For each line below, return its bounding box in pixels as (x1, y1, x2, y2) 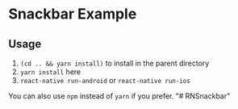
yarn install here (19, 67, 81, 77)
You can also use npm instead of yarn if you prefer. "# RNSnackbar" (8, 91, 231, 101)
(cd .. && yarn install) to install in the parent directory (19, 58, 210, 68)
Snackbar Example (8, 5, 137, 23)
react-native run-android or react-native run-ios (19, 76, 191, 85)
